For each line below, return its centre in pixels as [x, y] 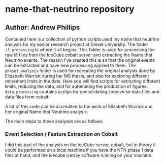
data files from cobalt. [28, 97]
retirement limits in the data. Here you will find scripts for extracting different [82, 81]
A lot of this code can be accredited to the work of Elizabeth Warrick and [79, 106]
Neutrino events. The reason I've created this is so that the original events [80, 60]
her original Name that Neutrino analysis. [47, 112]
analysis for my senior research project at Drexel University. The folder [77, 44]
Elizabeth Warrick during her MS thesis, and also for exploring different [77, 76]
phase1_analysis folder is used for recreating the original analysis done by [80, 71]
